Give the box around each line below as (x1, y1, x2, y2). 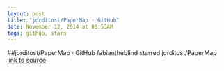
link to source (7, 56, 47, 65)
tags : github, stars (7, 29, 67, 37)
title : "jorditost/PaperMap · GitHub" (7, 17, 120, 24)
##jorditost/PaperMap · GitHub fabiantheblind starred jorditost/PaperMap (7, 49, 217, 57)
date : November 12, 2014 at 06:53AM (7, 23, 113, 30)
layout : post (7, 10, 45, 17)
